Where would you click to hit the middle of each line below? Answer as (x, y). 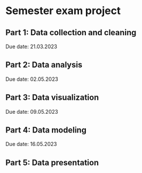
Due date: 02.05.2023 (32, 79)
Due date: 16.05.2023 (31, 144)
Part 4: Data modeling (46, 130)
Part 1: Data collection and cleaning (71, 33)
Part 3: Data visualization (52, 98)
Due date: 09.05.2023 (32, 111)
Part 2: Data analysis (44, 65)
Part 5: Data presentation (52, 162)
